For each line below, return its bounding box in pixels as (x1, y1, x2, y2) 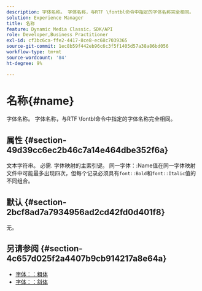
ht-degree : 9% (6, 60, 43, 66)
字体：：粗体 (15, 270, 48, 278)
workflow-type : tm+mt (6, 49, 62, 55)
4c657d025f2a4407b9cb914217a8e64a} (6, 254, 167, 264)
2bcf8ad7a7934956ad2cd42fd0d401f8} (6, 206, 165, 217)
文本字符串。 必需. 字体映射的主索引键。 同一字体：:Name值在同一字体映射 (6, 162, 196, 169)
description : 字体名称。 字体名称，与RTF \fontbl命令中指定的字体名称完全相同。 (6, 9, 195, 15)
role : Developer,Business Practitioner (6, 32, 109, 38)
